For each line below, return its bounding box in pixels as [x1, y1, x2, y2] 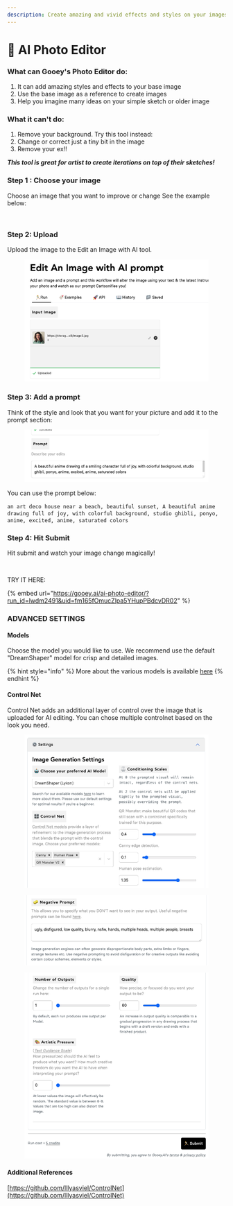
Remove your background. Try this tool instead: [17, 130, 153, 139]
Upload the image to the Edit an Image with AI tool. [7, 245, 153, 253]
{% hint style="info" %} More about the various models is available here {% [7, 667, 223, 675]
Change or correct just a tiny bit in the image [17, 137, 145, 146]
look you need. [7, 721, 50, 729]
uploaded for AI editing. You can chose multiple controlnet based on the [7, 713, 213, 721]
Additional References [7, 1169, 73, 1177]
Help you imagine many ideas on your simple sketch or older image [17, 97, 210, 105]
